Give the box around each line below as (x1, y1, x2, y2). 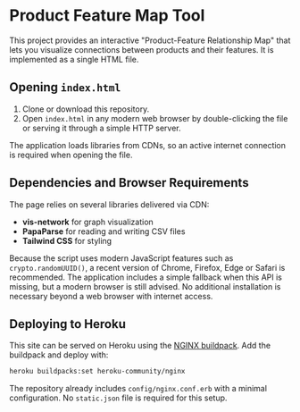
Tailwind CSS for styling (21, 235, 112, 246)
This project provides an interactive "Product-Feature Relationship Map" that (9, 35, 291, 46)
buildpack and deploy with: (9, 349, 109, 360)
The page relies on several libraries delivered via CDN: (9, 198, 210, 210)
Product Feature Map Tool (9, 5, 205, 26)
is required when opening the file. (9, 149, 133, 160)
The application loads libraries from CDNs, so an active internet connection (9, 139, 287, 150)
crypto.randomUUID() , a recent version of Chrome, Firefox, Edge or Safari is (9, 262, 286, 273)
